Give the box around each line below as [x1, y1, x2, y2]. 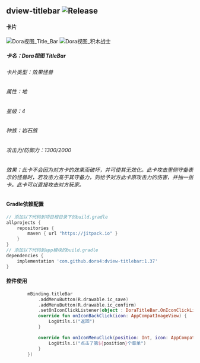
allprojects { [6, 219, 42, 226]
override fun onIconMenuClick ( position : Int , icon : [37, 334, 169, 340]
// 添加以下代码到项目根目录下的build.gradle [6, 214, 108, 220]
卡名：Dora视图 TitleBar [6, 52, 66, 59]
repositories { [17, 225, 55, 231]
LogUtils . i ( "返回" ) [48, 318, 95, 324]
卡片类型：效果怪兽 [6, 68, 53, 75]
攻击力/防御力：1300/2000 [6, 147, 72, 153]
